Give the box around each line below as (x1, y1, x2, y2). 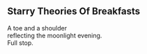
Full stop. (7, 38, 33, 47)
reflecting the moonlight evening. (7, 31, 102, 39)
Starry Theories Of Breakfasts (7, 6, 141, 17)
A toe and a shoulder (7, 24, 68, 32)
